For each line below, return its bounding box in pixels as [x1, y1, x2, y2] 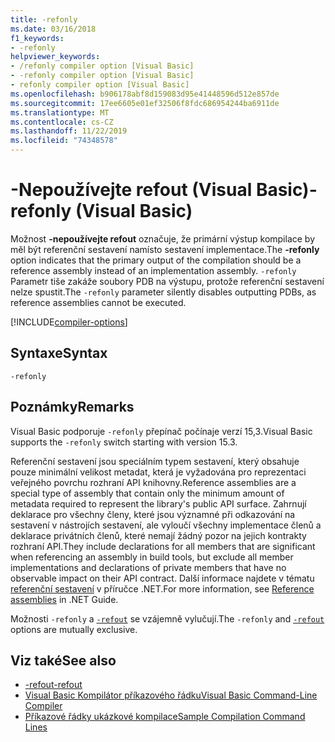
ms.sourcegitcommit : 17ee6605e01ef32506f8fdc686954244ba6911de [10, 98, 280, 108]
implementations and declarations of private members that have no [10, 561, 287, 573]
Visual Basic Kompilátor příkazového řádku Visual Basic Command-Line [24, 689, 318, 701]
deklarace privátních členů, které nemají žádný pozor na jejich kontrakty [10, 529, 307, 541]
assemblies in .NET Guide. [10, 593, 119, 605]
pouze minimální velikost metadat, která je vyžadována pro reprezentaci [10, 466, 307, 478]
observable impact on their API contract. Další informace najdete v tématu [10, 572, 315, 584]
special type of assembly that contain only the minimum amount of [10, 487, 285, 499]
